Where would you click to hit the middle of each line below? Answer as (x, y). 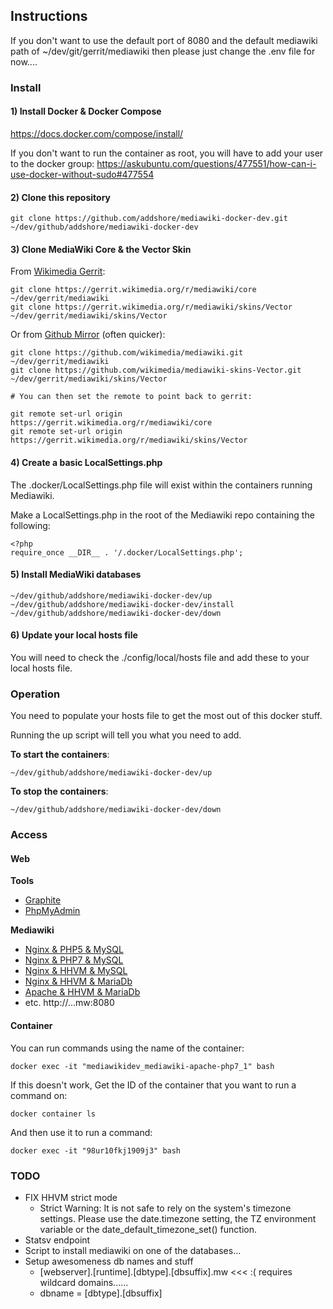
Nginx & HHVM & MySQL (76, 971)
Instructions (49, 16)
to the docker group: (52, 163)
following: (30, 525)
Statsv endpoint (57, 1240)
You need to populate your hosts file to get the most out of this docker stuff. (166, 716)
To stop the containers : (59, 791)
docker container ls (53, 1114)
